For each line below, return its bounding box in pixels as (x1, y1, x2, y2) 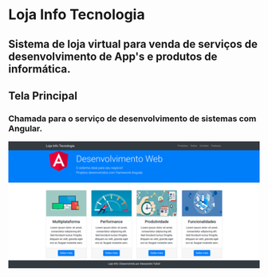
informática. (8, 62, 71, 76)
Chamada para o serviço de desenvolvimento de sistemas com (8, 113, 257, 124)
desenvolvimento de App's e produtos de (8, 49, 218, 63)
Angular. (8, 123, 42, 134)
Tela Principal (8, 89, 78, 103)
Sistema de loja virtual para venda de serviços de (8, 37, 258, 51)
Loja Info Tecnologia (8, 6, 145, 24)
